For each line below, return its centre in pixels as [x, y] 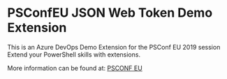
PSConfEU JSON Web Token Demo [110, 13]
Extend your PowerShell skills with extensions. [74, 55]
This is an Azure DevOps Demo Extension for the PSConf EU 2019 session [114, 47]
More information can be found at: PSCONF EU [75, 68]
